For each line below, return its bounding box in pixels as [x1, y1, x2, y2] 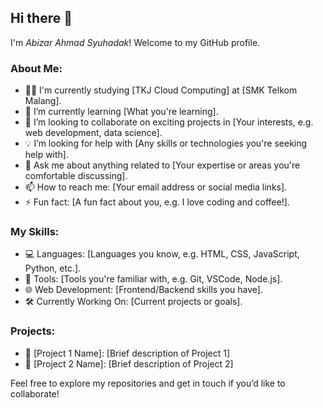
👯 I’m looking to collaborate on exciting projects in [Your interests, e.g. [24, 116, 314, 128]
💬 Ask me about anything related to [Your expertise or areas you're [24, 159, 301, 171]
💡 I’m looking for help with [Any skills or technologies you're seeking [24, 137, 308, 150]
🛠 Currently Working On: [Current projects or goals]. [24, 296, 243, 308]
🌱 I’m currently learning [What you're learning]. [24, 106, 219, 118]
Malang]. [24, 95, 62, 107]
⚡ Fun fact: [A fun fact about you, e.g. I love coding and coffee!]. [24, 196, 290, 208]
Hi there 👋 [10, 10, 73, 27]
